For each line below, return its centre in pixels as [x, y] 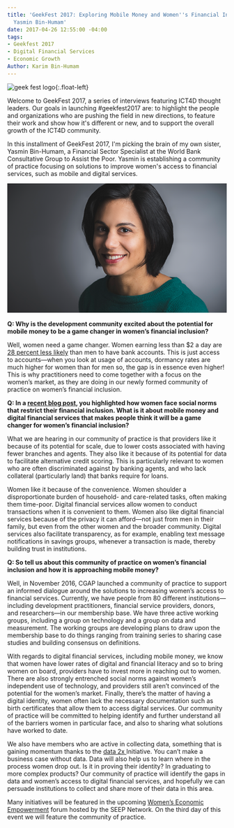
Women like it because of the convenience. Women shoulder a [97, 490]
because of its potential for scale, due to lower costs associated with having [116, 446]
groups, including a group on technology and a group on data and [102, 620]
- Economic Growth [34, 59]
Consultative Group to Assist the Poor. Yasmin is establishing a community [114, 159]
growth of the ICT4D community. [54, 130]
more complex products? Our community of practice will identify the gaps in [116, 774]
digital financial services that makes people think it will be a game [104, 418]
